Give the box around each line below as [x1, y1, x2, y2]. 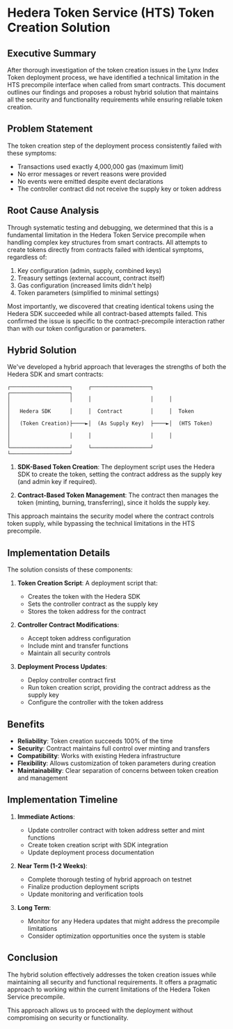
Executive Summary [7, 47, 97, 59]
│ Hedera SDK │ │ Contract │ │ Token [7, 408, 195, 415]
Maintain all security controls [27, 649, 111, 657]
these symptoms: [7, 148, 57, 157]
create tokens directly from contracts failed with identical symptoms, [7, 245, 204, 253]
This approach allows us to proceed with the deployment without [7, 1006, 193, 1014]
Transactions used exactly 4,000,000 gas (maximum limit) [17, 162, 184, 171]
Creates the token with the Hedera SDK [27, 592, 140, 601]
